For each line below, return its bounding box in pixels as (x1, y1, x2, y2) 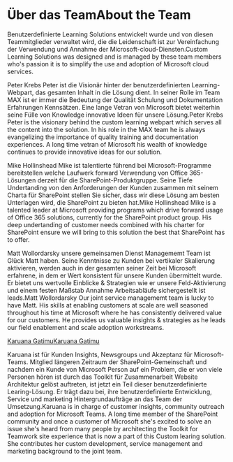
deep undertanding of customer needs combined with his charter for (7, 220, 204, 229)
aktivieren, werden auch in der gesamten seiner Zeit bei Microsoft (7, 264, 197, 272)
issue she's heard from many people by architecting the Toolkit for (7, 424, 198, 433)
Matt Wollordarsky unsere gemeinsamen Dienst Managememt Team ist (7, 249, 211, 257)
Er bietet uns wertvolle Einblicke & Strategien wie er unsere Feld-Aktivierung (7, 278, 227, 287)
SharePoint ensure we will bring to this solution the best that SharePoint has (7, 228, 225, 236)
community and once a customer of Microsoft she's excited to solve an (7, 417, 211, 426)
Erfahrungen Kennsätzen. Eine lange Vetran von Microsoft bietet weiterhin (7, 103, 220, 111)
